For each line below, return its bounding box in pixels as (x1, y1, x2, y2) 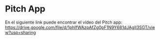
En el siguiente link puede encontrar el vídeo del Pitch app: (5, 19, 123, 25)
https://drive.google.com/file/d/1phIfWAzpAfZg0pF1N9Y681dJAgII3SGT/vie (5, 24, 155, 30)
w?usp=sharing (5, 29, 36, 35)
